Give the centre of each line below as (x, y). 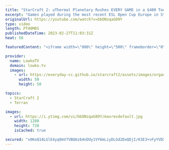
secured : (14, 139)
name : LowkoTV (24, 61)
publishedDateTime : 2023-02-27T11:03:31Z (49, 33)
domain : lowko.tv (28, 65)
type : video (18, 24)
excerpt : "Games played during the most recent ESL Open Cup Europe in (82, 15)
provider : (16, 56)
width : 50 (29, 80)
